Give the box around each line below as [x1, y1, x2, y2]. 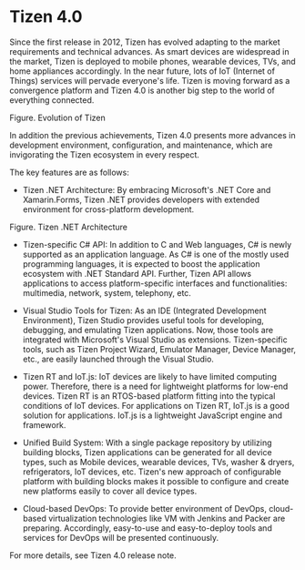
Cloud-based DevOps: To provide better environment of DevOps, [22, 503, 267, 514]
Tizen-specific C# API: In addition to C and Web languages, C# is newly [22, 239, 292, 249]
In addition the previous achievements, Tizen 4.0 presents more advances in [9, 129, 296, 140]
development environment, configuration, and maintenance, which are [9, 139, 273, 150]
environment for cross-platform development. [22, 203, 195, 215]
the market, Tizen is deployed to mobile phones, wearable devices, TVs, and [9, 56, 296, 66]
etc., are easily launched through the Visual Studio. [22, 353, 214, 364]
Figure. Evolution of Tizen [9, 112, 107, 123]
